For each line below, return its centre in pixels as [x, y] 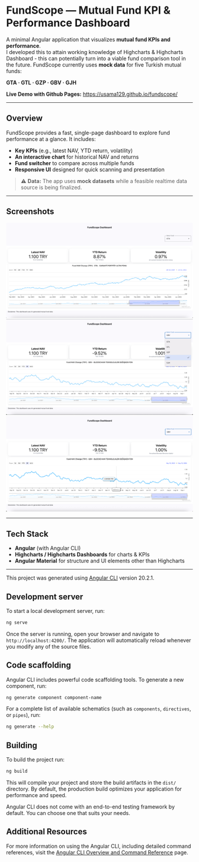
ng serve [17, 622]
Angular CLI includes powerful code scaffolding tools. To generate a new [95, 679]
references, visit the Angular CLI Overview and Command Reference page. [97, 852]
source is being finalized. [51, 187]
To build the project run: [36, 760]
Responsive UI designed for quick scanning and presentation [89, 169]
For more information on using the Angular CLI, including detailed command [99, 846]
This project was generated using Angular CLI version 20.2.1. [80, 578]
